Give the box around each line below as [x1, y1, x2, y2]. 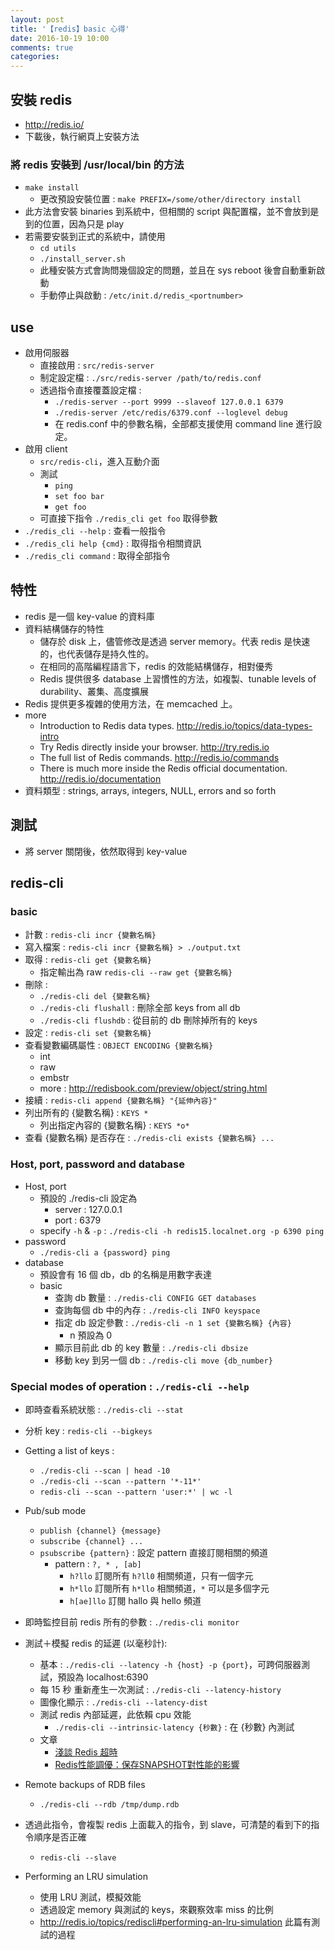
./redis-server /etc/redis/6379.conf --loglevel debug [54, 408, 288, 418]
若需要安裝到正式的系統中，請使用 [24, 231, 166, 243]
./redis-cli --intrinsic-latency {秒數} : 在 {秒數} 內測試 [54, 1721, 295, 1733]
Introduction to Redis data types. [39, 719, 175, 731]
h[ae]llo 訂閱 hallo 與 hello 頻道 [69, 1594, 202, 1606]
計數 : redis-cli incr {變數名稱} [24, 929, 157, 941]
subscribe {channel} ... [39, 1536, 144, 1546]
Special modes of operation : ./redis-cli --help [10, 1379, 250, 1393]
